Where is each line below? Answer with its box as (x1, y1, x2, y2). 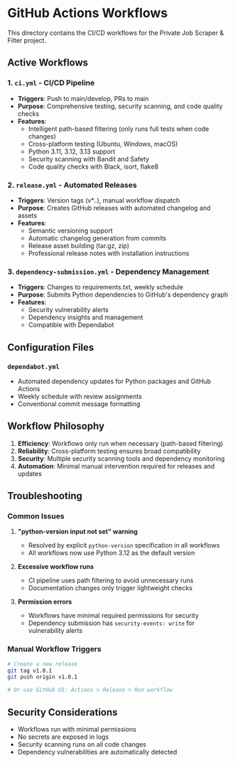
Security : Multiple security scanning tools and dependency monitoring (17, 454, 225, 463)
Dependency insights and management (28, 313, 143, 321)
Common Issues (7, 511, 65, 521)
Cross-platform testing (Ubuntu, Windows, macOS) (28, 139, 178, 148)
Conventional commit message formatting (17, 400, 141, 408)
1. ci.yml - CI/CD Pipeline (7, 78, 95, 88)
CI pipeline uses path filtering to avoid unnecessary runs (28, 576, 194, 585)
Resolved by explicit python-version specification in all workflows (28, 541, 220, 550)
